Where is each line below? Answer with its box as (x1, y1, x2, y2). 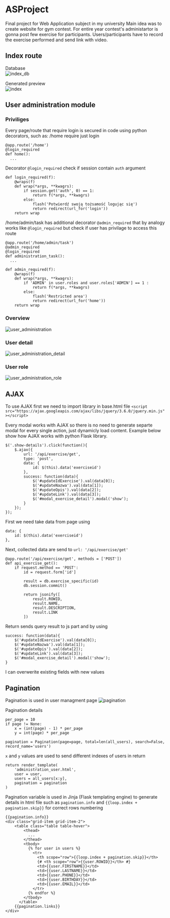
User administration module (5, 101, 96, 109)
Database (5, 65, 25, 71)
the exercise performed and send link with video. (5, 37, 108, 43)
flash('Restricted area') (32, 294, 88, 299)
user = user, (14, 772, 42, 777)
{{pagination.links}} (14, 904, 60, 909)
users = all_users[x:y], (14, 776, 67, 781)
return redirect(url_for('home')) (32, 299, 106, 304)
